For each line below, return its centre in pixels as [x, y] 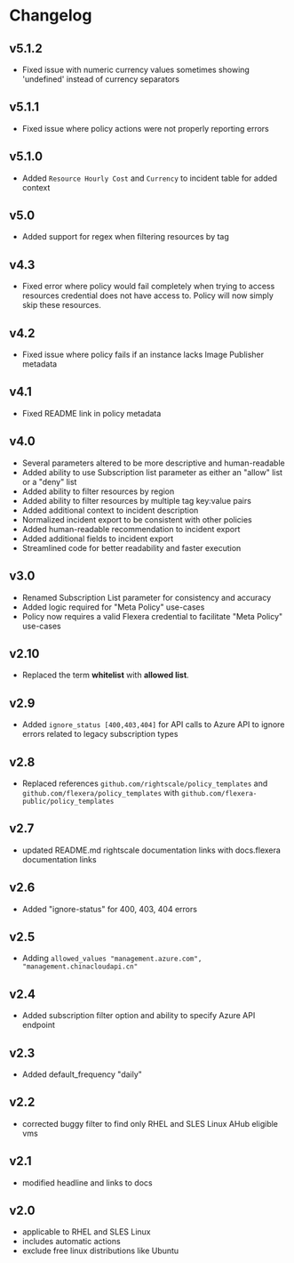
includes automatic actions [72, 1242]
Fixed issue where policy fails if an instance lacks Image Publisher [143, 355]
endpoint [39, 1025]
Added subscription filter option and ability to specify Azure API [139, 1016]
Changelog [51, 16]
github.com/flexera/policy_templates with [101, 792]
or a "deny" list [49, 482]
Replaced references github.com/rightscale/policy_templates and [145, 783]
